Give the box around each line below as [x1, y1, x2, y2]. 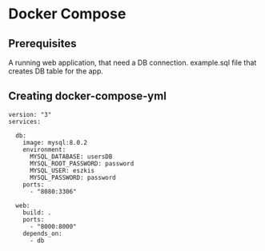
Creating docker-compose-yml [8, 90, 167, 103]
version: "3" [8, 110, 52, 118]
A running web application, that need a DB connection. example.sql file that [8, 58, 257, 67]
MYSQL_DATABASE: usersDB [29, 153, 113, 161]
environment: [22, 145, 66, 153]
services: [8, 118, 42, 125]
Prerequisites [8, 37, 77, 50]
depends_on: [22, 229, 62, 237]
